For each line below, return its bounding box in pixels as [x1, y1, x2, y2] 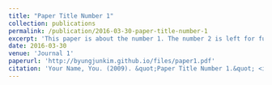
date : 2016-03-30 [8, 42, 67, 50]
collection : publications [8, 19, 96, 28]
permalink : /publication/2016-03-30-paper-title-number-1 [8, 27, 208, 35]
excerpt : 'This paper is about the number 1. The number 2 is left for [8, 34, 255, 43]
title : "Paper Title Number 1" [8, 11, 114, 20]
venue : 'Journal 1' [8, 49, 74, 57]
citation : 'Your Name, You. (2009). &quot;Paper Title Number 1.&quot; [8, 65, 255, 73]
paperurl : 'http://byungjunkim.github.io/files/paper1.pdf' [8, 57, 216, 66]
